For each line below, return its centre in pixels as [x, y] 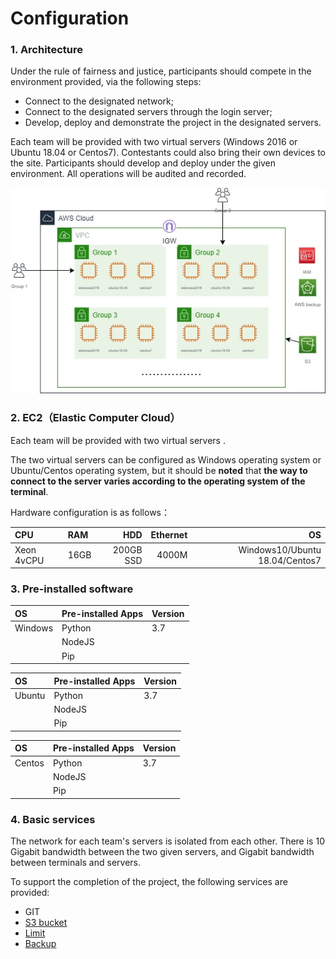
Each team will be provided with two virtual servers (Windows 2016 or [154, 142]
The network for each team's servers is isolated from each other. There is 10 [167, 841]
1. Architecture [46, 50]
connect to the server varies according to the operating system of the [158, 481]
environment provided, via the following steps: [106, 82]
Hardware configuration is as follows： [90, 512]
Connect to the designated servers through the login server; [148, 112]
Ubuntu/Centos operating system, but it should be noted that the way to [159, 470]
